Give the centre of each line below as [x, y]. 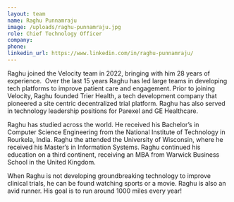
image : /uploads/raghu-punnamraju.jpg [64, 27]
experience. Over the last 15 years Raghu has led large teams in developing [117, 81]
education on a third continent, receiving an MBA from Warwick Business [113, 154]
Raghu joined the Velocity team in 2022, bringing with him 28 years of [109, 73]
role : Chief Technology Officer [55, 34]
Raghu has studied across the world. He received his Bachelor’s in [103, 124]
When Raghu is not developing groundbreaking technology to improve [109, 176]
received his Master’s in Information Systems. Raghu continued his [104, 147]
